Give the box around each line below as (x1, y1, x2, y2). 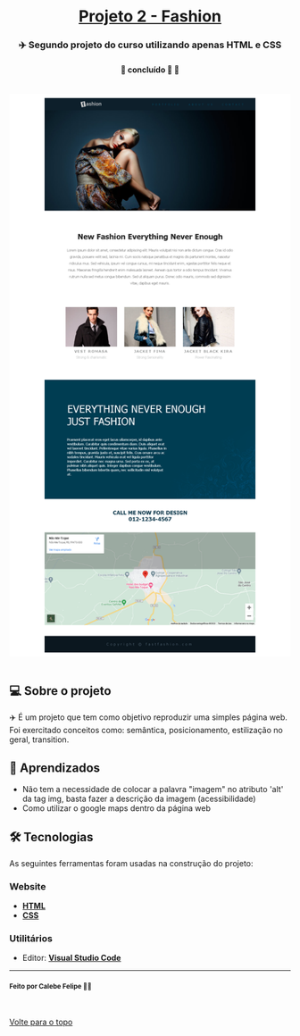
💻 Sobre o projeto (9, 683, 112, 698)
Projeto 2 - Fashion (79, 6, 221, 27)
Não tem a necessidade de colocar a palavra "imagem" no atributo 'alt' (21, 783, 284, 794)
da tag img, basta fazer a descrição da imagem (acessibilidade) (21, 793, 256, 804)
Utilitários (9, 932, 54, 944)
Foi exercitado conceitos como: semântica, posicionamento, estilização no (9, 725, 283, 736)
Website (9, 880, 46, 892)
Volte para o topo (9, 1016, 73, 1028)
